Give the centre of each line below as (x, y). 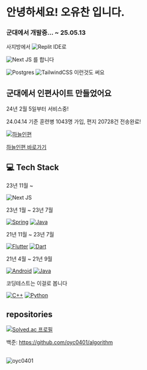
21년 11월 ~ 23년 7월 (30, 235)
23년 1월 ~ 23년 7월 (30, 210)
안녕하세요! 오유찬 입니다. (65, 12)
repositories (29, 314)
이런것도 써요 (89, 72)
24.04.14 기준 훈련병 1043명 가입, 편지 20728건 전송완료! (73, 122)
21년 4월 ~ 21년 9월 (29, 259)
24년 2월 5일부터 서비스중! (37, 109)
